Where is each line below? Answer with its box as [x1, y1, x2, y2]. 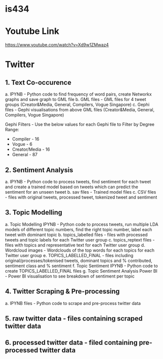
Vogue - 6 [12, 141, 33, 147]
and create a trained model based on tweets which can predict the [5, 184, 139, 190]
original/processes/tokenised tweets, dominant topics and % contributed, [5, 258, 152, 263]
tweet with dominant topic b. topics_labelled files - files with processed [5, 232, 148, 238]
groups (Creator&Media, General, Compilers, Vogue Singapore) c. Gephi [5, 101, 150, 108]
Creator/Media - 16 [12, 146, 50, 152]
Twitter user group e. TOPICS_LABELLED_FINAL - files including [5, 252, 134, 258]
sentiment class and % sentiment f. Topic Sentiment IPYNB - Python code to [5, 262, 158, 269]
